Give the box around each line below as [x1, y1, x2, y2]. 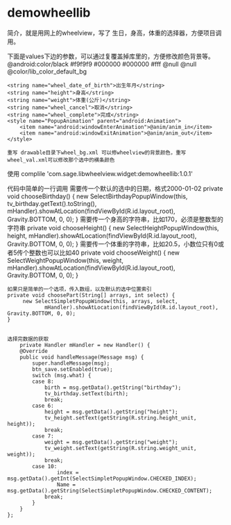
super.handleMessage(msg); [32, 359, 110, 367]
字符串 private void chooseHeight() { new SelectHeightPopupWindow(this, [7, 223, 220, 232]
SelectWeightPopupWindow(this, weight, [7, 256, 123, 264]
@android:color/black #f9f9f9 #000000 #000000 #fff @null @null [7, 60, 197, 68]
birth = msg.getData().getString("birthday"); [44, 384, 182, 391]
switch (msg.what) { [32, 372, 92, 379]
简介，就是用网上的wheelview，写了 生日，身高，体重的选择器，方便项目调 [7, 28, 222, 37]
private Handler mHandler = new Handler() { [19, 341, 151, 348]
